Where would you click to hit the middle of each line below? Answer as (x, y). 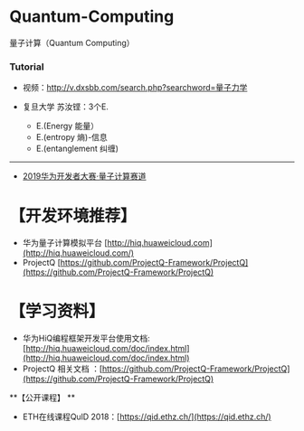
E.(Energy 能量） (67, 126)
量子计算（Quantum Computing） (72, 42)
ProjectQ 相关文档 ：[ (62, 369)
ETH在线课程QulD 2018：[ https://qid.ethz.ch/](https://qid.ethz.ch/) (147, 417)
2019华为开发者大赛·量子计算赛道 (84, 176)
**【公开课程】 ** (42, 398)
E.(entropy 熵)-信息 (72, 137)
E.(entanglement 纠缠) (77, 149)
